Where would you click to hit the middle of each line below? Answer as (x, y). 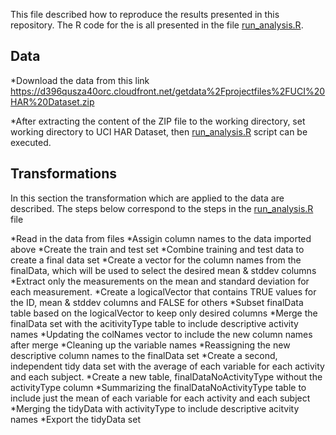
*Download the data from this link (80, 80)
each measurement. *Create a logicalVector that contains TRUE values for (163, 291)
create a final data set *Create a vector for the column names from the (156, 260)
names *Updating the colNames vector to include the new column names (161, 334)
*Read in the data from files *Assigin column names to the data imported (161, 238)
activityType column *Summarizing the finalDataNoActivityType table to (158, 387)
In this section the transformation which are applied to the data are (147, 198)
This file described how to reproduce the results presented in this (145, 14)
